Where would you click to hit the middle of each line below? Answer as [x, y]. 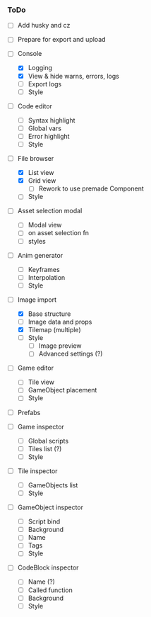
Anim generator [40, 255]
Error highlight [49, 136]
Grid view [42, 181]
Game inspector [41, 426]
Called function [50, 590]
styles [37, 241]
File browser [36, 159]
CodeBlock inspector [48, 567]
